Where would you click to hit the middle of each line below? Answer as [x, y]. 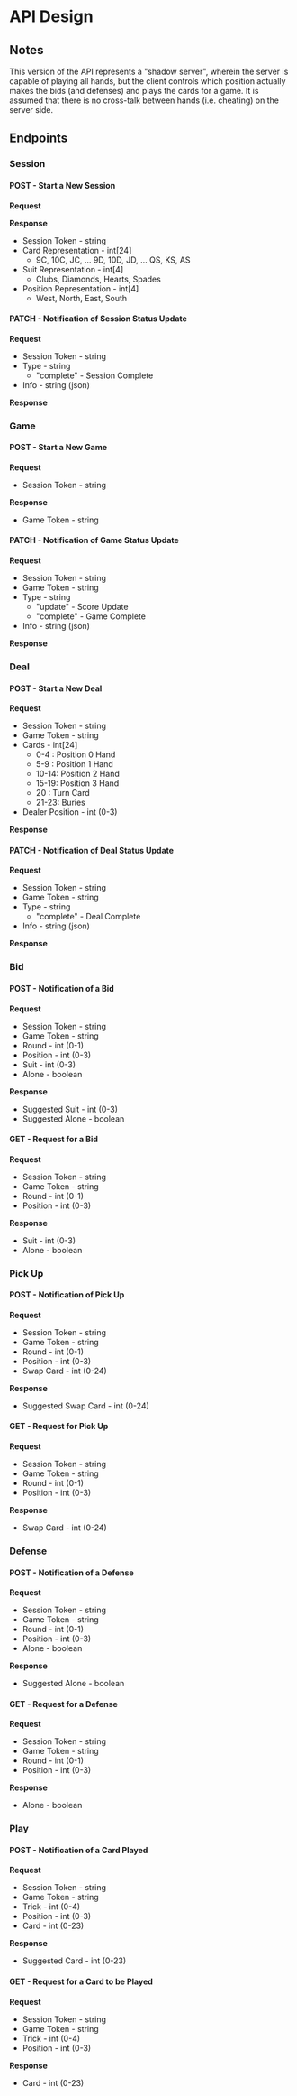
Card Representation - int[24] [77, 250]
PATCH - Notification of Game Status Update [94, 540]
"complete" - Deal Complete [88, 917]
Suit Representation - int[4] [73, 269]
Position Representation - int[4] [81, 288]
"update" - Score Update [82, 607]
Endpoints [39, 139]
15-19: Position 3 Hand [77, 783]
